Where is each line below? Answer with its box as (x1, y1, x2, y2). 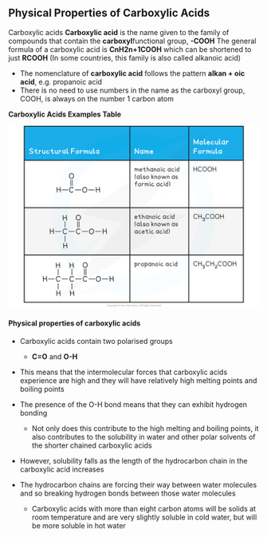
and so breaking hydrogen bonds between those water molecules (19, 488, 237, 498)
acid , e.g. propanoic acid (19, 77, 102, 86)
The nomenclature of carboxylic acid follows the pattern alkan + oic (19, 68, 245, 78)
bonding (19, 408, 48, 417)
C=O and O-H (31, 351, 78, 361)
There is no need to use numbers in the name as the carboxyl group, (19, 85, 245, 95)
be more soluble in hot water (31, 520, 126, 530)
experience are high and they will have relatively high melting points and (19, 375, 257, 385)
